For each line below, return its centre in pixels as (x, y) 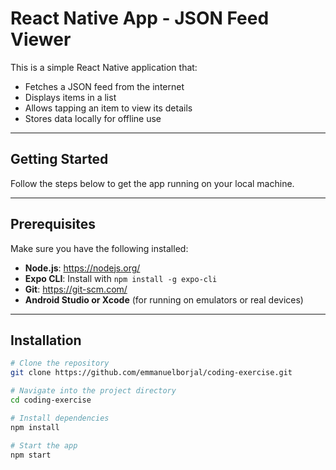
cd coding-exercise (51, 400)
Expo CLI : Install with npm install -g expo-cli (121, 278)
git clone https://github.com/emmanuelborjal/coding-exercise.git (151, 373)
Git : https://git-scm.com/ (76, 289)
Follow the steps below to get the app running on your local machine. (152, 183)
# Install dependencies (60, 418)
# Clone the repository (60, 363)
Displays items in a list (70, 97)
